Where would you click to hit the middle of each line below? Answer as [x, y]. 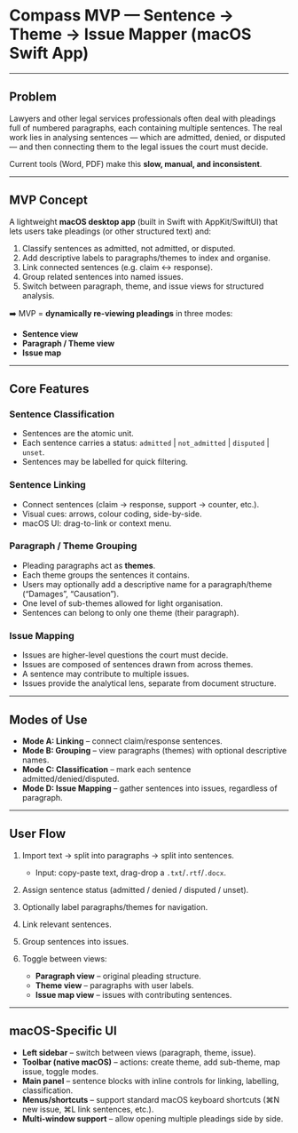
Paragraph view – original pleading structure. [118, 976]
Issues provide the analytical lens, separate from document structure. [149, 683]
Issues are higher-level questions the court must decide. [125, 655]
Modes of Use [48, 719]
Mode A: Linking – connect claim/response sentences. [122, 741]
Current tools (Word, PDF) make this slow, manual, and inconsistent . [136, 164]
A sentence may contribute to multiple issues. [106, 674]
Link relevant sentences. [67, 924]
